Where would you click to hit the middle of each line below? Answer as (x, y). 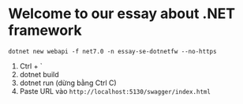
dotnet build (39, 74)
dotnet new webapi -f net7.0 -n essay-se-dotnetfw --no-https (112, 51)
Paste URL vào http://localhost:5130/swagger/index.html (115, 91)
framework (45, 30)
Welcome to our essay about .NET (121, 14)
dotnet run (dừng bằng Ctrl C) (68, 83)
